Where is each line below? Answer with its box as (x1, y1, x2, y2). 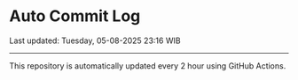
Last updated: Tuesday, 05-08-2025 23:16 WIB (9, 35, 181, 46)
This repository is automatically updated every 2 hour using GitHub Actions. (9, 60, 286, 71)
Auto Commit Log (9, 6, 141, 26)
